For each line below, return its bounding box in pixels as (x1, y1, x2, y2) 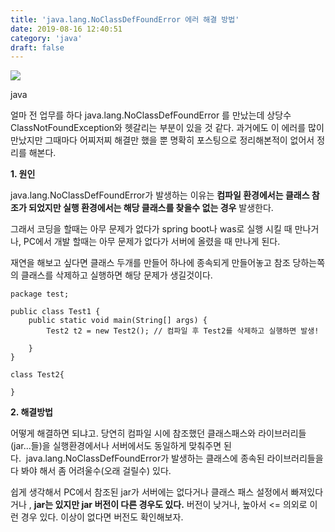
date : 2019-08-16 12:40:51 (10, 24, 123, 34)
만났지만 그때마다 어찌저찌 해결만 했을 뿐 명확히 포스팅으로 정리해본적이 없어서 (10, 134, 315, 146)
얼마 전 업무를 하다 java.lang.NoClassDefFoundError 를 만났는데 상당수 (10, 109, 292, 121)
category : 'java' (10, 33, 83, 43)
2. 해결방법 (10, 406, 53, 418)
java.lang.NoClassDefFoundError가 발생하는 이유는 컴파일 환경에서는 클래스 (10, 189, 310, 201)
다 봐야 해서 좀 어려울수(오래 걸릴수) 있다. (10, 465, 172, 477)
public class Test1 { (10, 307, 101, 317)
